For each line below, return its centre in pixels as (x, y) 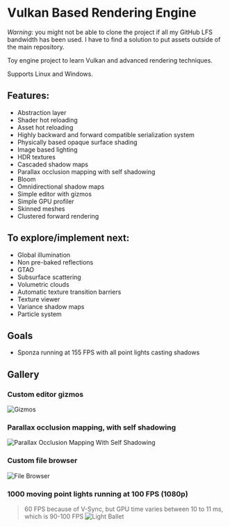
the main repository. (36, 47)
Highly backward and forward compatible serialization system (106, 134)
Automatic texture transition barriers (69, 292)
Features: (28, 96)
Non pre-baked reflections (55, 262)
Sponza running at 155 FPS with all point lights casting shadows (108, 352)
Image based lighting (47, 149)
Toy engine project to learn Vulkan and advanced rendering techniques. (110, 60)
